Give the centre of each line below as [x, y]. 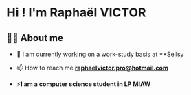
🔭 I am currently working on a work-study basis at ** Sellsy [100, 54]
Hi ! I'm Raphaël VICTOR [76, 13]
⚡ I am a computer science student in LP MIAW [83, 84]
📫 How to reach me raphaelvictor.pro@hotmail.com [92, 68]
